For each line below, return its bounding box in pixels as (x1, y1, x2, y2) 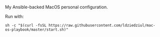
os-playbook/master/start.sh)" (5, 27, 69, 32)
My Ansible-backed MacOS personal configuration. (5, 4, 108, 10)
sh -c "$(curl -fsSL (5, 23, 47, 28)
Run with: (5, 14, 24, 19)
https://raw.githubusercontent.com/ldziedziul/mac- (48, 23, 156, 28)
